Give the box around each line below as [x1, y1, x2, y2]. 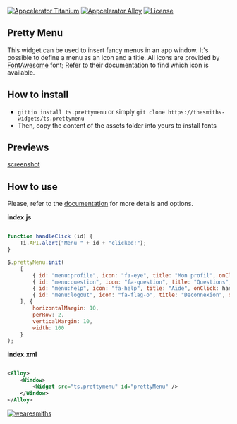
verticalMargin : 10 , [32, 317, 93, 325]
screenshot [7, 160, 40, 169]
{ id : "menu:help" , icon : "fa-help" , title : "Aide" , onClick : [32, 285, 219, 292]
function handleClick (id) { [7, 233, 93, 240]
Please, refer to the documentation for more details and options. [7, 200, 194, 208]
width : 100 [32, 325, 65, 332]
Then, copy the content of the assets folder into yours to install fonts [17, 121, 217, 130]
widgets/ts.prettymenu [17, 115, 85, 122]
